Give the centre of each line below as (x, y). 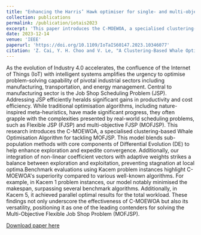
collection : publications (38, 17)
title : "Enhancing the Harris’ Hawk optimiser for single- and (87, 12)
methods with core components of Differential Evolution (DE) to (112, 144)
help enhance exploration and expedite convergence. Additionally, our (93, 150)
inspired (16, 112)
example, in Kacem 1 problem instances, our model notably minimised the (97, 182)
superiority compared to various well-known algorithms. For (110, 176)
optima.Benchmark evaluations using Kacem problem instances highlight (96, 169)
